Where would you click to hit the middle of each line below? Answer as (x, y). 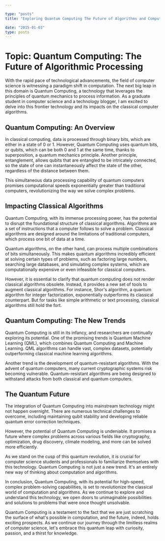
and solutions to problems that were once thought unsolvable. (68, 503)
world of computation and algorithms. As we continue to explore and (74, 492)
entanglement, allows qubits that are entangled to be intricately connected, (81, 160)
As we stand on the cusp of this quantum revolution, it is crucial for (73, 457)
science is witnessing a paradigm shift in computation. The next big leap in (81, 86)
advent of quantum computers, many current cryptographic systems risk (79, 368)
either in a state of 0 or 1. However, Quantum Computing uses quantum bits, (82, 144)
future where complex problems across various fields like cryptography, (78, 437)
